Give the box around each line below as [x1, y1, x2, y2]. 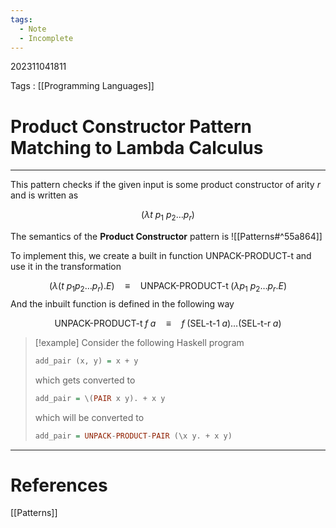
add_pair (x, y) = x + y [34, 356, 139, 366]
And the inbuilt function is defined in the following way [10, 297, 235, 310]
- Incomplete [19, 33, 74, 43]
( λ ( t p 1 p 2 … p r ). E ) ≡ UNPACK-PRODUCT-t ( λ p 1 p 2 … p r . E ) [48, 280, 288, 294]
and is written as [10, 189, 79, 201]
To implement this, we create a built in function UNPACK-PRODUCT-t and [10, 250, 312, 262]
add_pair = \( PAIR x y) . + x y [34, 393, 166, 403]
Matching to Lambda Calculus [10, 136, 264, 159]
